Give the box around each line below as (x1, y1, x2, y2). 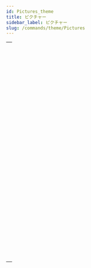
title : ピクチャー (6, 14, 47, 20)
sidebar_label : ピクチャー (6, 19, 68, 25)
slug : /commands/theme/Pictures (6, 25, 85, 31)
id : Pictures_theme (6, 8, 54, 15)
